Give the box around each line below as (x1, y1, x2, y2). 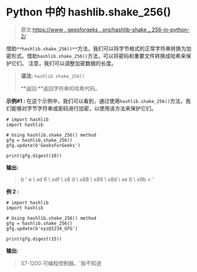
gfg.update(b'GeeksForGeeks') (6, 143, 81, 148)
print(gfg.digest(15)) (6, 236, 62, 242)
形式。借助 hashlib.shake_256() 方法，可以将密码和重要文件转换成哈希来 (11, 52, 186, 59)
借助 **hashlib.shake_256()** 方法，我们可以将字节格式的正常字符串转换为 (6, 45, 186, 52)
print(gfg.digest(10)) (6, 153, 62, 158)
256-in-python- (151, 26, 190, 33)
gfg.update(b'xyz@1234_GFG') (6, 225, 78, 231)
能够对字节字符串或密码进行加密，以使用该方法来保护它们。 (11, 105, 157, 112)
